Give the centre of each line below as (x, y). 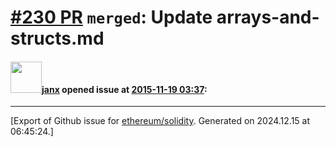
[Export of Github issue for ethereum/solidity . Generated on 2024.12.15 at (160, 121)
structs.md (57, 38)
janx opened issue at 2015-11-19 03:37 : (124, 89)
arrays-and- (268, 17)
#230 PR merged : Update (111, 17)
